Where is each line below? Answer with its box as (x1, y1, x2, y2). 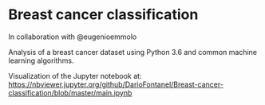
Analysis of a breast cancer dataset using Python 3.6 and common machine (8, 47, 258, 56)
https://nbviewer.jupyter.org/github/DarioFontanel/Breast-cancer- (8, 80, 223, 89)
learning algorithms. (8, 56, 74, 65)
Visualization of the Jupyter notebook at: (8, 71, 142, 80)
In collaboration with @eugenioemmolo (8, 32, 137, 41)
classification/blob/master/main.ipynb (8, 87, 132, 97)
